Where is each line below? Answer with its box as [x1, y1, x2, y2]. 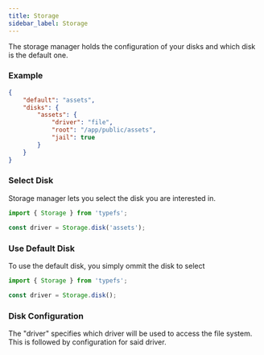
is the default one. [8, 50, 68, 60]
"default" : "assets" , [23, 96, 95, 104]
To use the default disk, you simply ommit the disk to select [8, 261, 205, 270]
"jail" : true [51, 134, 95, 142]
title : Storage [8, 11, 60, 20]
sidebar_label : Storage [8, 19, 89, 27]
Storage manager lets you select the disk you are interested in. [8, 193, 216, 203]
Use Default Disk [8, 243, 75, 254]
